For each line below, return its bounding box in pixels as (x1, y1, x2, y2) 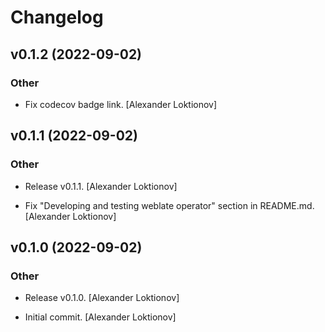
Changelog (10, 6, 104, 29)
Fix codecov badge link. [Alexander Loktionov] (24, 98, 218, 110)
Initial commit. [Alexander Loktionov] (24, 311, 177, 323)
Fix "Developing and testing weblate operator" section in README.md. (24, 199, 315, 211)
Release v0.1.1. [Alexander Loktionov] (24, 180, 178, 192)
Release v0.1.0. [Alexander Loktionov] (24, 292, 180, 304)
